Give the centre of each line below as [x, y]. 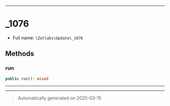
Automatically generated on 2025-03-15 [59, 98]
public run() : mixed [27, 79]
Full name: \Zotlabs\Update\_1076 [48, 38]
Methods [20, 54]
